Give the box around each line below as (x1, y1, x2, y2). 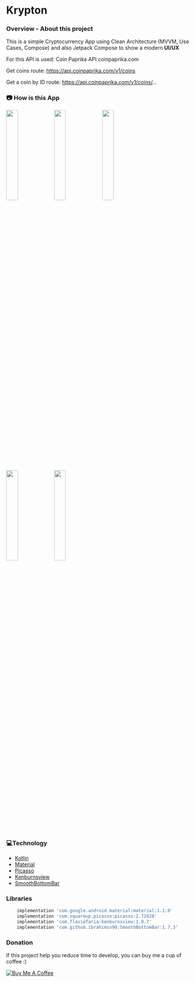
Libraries (6, 895, 32, 902)
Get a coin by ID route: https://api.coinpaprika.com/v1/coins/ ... (6, 79, 158, 86)
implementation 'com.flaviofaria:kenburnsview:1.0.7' (17, 919, 152, 925)
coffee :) (6, 958, 27, 965)
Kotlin (14, 855, 29, 862)
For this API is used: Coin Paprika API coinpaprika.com (6, 56, 139, 63)
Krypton (6, 4, 48, 17)
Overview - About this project (6, 25, 93, 33)
